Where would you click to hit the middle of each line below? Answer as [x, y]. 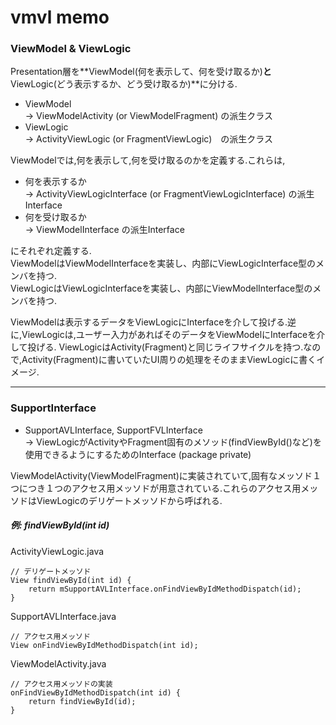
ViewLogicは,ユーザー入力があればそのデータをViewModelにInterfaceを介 [173, 335]
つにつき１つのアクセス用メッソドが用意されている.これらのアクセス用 [156, 488]
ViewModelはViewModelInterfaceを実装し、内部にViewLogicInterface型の [163, 263]
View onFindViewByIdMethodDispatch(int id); [104, 645]
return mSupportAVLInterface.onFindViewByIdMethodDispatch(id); [165, 589]
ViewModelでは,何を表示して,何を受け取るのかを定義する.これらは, [148, 160]
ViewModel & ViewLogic [71, 49]
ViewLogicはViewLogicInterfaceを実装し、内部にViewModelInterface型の [161, 288]
